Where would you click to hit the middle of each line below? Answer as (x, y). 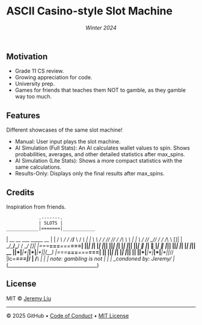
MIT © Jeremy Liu (29, 298)
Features (23, 115)
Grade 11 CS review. (39, 71)
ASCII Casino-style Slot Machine (90, 11)
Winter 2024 (101, 28)
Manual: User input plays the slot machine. (68, 142)
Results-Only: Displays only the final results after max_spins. (90, 174)
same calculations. (38, 167)
